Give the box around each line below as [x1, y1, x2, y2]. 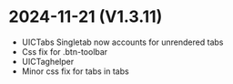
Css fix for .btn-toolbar [21, 46, 108, 57]
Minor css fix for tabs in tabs [21, 66, 129, 77]
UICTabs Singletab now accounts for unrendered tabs [21, 37, 224, 47]
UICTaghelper [21, 56, 75, 67]
